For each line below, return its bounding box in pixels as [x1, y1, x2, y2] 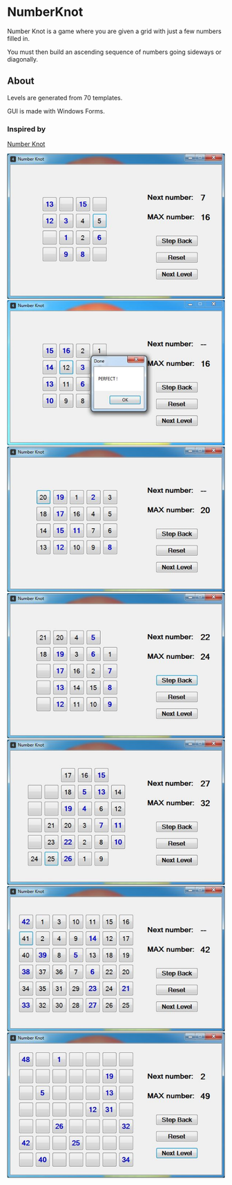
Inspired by [7, 124, 46, 133]
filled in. [7, 34, 30, 42]
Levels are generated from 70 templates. [7, 93, 123, 102]
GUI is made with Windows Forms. [7, 106, 105, 115]
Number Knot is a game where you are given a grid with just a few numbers [7, 27, 222, 35]
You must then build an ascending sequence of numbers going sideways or [7, 48, 222, 56]
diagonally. [7, 55, 39, 63]
